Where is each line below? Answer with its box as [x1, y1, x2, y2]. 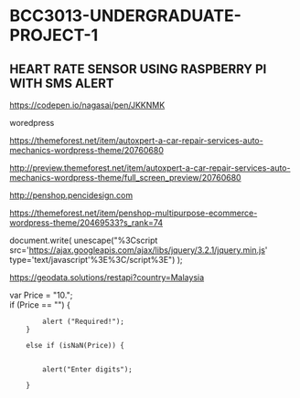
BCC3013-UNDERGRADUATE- [9, 5, 242, 26]
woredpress [9, 118, 55, 128]
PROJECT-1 [9, 25, 99, 46]
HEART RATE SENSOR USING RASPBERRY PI [9, 61, 267, 77]
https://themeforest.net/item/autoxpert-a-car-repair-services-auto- [9, 135, 263, 146]
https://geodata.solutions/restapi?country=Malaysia [9, 272, 205, 283]
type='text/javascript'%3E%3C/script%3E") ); [9, 255, 183, 265]
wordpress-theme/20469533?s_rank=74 [9, 217, 163, 228]
